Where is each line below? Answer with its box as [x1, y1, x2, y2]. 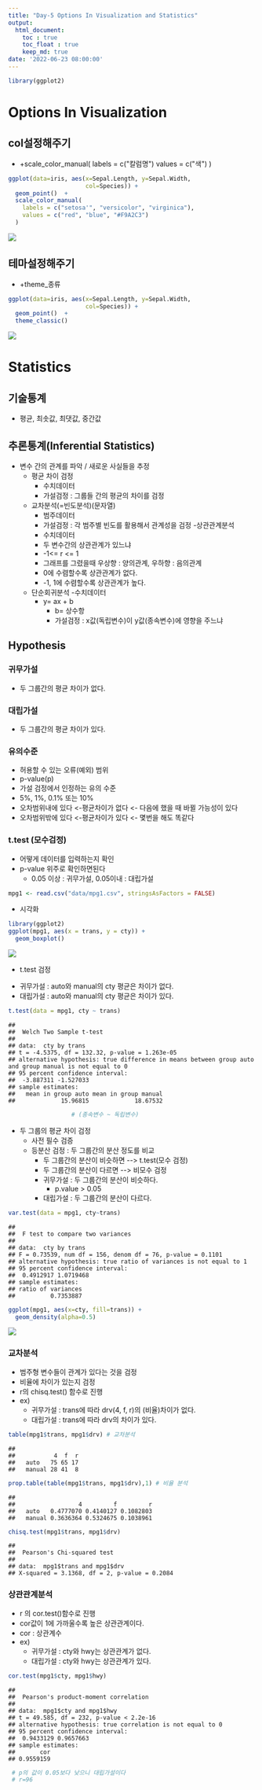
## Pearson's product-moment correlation [8, 1692, 149, 1701]
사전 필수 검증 [31, 1136, 74, 1145]
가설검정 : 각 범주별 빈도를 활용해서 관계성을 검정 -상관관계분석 [42, 521, 235, 529]
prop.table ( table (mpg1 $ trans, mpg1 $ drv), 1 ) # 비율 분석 [8, 1479, 188, 1487]
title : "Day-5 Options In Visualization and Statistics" [8, 11, 198, 20]
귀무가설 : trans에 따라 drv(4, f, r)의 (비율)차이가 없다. [31, 1405, 196, 1414]
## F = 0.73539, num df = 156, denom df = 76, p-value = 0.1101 [8, 1250, 223, 1258]
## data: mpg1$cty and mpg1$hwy [8, 1707, 118, 1714]
